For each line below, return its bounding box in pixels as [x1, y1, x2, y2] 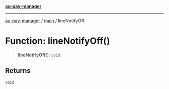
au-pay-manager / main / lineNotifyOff [5, 18, 84, 24]
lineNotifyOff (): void [17, 52, 60, 58]
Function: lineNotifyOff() [5, 35, 110, 47]
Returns [5, 66, 31, 75]
